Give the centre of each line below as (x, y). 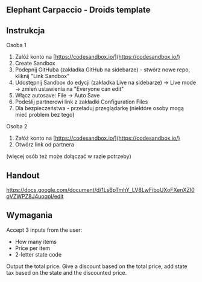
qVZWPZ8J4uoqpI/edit (35, 197)
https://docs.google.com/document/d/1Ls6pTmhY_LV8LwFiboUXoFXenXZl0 (100, 190)
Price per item (32, 248)
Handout (23, 175)
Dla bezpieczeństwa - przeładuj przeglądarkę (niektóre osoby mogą (99, 108)
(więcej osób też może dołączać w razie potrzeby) (69, 156)
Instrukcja (26, 31)
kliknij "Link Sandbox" (42, 76)
